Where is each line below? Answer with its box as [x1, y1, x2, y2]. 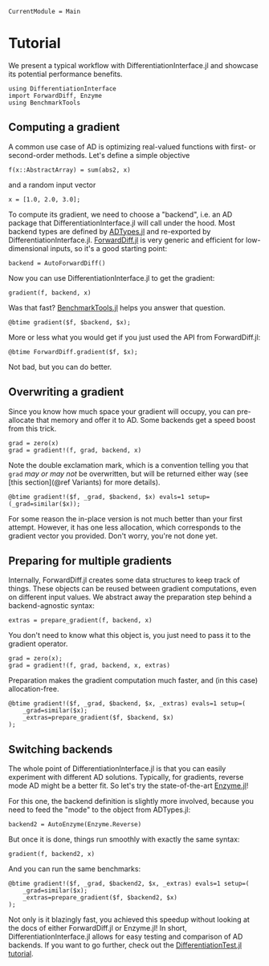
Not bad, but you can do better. [8, 362, 112, 371]
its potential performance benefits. [8, 69, 123, 79]
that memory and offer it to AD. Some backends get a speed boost [35, 415, 256, 424]
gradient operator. [8, 639, 68, 649]
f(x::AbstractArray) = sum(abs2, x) [8, 165, 131, 174]
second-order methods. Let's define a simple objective [8, 150, 190, 160]
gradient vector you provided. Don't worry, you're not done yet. [8, 530, 218, 541]
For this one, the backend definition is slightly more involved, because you [8, 797, 255, 806]
